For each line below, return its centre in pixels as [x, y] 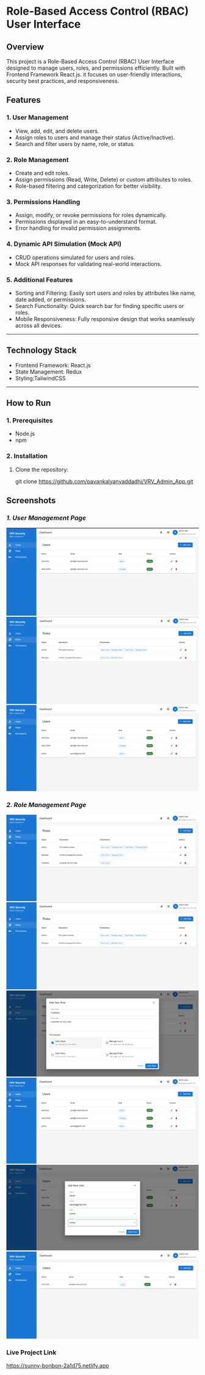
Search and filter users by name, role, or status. [75, 144]
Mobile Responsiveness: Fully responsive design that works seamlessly [105, 319]
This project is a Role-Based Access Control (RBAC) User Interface [90, 61]
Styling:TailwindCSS [40, 378]
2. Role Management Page [46, 805]
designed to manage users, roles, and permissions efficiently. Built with [96, 68]
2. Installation [27, 456]
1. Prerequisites [30, 420]
